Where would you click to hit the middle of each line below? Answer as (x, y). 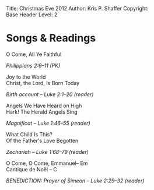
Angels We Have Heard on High (44, 105)
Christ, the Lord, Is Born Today (43, 83)
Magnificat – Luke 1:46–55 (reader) (48, 123)
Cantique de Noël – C (32, 169)
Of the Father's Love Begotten (42, 140)
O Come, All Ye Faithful (34, 54)
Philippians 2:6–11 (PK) (33, 65)
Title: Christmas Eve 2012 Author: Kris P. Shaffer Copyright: (77, 8)
